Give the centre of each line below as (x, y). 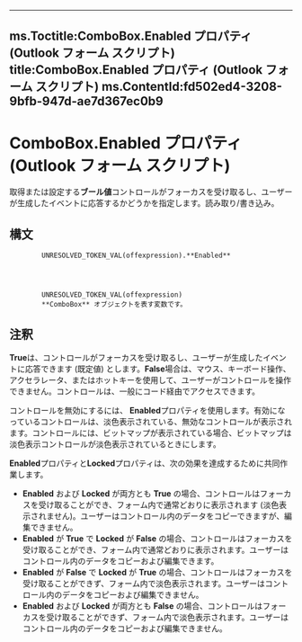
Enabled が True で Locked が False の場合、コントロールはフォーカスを (157, 538)
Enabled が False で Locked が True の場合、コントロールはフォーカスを (157, 572)
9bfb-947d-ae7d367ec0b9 (86, 101)
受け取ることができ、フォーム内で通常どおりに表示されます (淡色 (159, 504)
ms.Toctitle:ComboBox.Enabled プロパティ (131, 36)
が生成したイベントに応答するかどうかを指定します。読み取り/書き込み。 (144, 203)
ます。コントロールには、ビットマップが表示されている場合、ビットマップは (151, 432)
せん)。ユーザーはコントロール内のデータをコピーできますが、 (169, 516)
